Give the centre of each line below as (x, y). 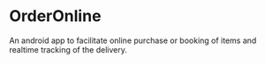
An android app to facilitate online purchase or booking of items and (133, 40)
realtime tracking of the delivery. (68, 49)
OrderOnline (55, 16)
